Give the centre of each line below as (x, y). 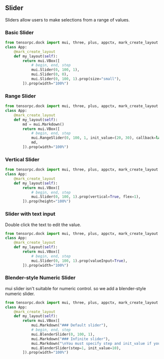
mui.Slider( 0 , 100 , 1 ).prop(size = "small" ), (76, 79)
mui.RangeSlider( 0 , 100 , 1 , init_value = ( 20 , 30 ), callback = (93, 138)
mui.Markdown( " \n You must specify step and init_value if (91, 343)
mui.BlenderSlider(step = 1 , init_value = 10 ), (76, 348)
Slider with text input (30, 214)
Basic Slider (20, 32)
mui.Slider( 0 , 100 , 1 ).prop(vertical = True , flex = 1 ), (86, 197)
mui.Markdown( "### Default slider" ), (70, 325)
